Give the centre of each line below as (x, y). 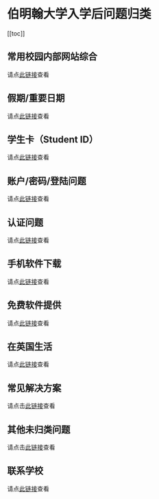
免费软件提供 (34, 305)
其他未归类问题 (39, 430)
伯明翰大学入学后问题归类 (79, 14)
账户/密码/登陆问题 (47, 181)
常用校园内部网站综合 (52, 56)
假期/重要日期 (36, 98)
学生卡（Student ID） (53, 139)
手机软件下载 (34, 264)
